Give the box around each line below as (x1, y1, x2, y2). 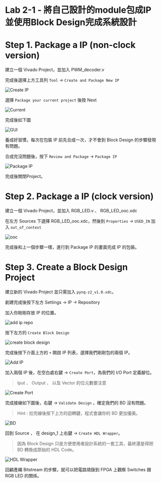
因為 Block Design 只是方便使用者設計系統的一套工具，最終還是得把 (17, 441, 154, 446)
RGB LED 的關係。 (5, 473, 42, 479)
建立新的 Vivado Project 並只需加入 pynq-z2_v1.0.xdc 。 (5, 289, 116, 295)
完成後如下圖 (5, 117, 31, 123)
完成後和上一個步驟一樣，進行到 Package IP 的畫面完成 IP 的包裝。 (5, 244, 139, 250)
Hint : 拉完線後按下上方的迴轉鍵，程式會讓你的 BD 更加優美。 (17, 410, 140, 416)
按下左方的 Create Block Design (5, 330, 69, 335)
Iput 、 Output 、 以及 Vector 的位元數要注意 (17, 380, 107, 385)
